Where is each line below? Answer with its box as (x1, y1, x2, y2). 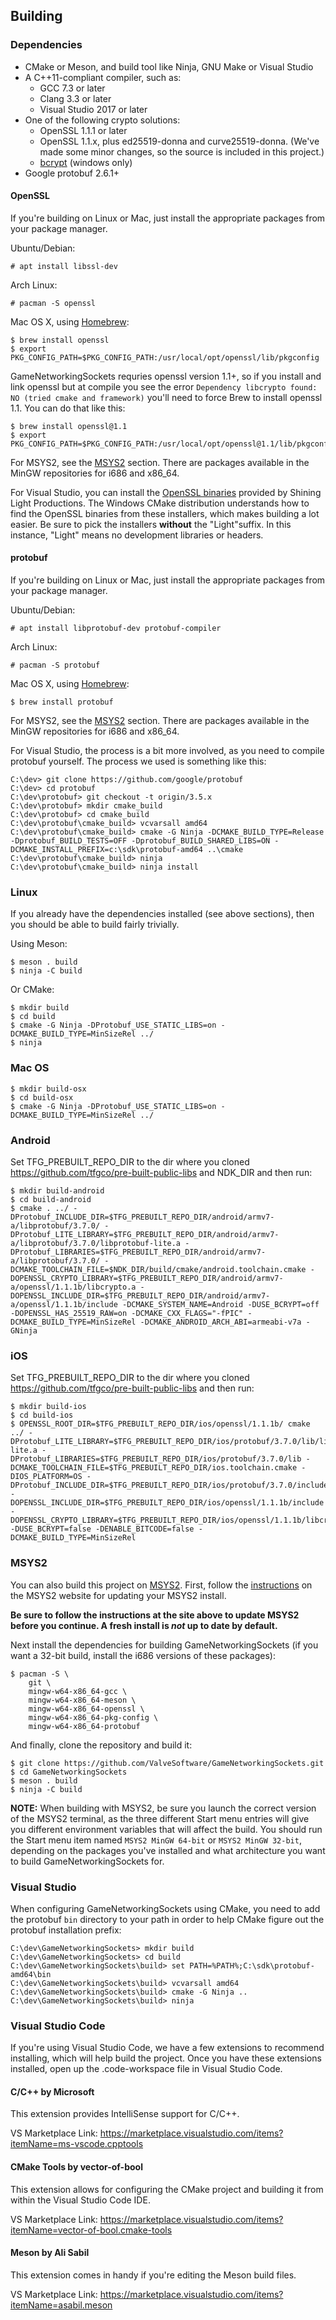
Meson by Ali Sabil (10, 2247, 90, 2259)
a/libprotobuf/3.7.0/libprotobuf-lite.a (10, 1238, 182, 1248)
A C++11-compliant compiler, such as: (24, 71, 182, 83)
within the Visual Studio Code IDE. (10, 2194, 151, 2206)
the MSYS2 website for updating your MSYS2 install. (10, 1589, 227, 1601)
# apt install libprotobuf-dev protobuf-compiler (10, 624, 222, 634)
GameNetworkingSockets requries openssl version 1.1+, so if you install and (10, 370, 322, 382)
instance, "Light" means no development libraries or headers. (10, 529, 264, 541)
